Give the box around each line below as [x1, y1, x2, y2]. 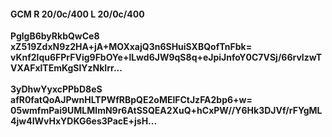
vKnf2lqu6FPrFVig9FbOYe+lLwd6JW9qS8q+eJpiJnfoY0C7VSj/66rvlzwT [10, 51, 323, 64]
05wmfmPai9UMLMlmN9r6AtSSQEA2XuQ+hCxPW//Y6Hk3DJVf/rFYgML [10, 105, 323, 117]
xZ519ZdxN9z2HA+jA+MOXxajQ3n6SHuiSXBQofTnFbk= [10, 41, 253, 53]
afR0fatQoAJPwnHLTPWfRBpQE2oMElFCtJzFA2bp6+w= [10, 94, 253, 106]
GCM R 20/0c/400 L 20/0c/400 [10, 8, 145, 20]
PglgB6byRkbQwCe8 [10, 30, 100, 42]
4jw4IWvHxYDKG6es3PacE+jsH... [10, 115, 158, 127]
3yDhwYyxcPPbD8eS [10, 83, 103, 95]
